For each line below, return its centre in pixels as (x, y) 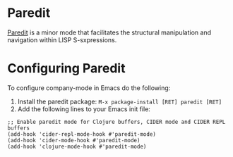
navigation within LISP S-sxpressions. (62, 39)
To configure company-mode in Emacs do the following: (89, 88)
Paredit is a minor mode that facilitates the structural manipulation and (109, 32)
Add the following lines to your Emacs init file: (84, 109)
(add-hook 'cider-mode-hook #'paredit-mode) (74, 140)
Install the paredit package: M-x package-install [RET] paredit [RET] (120, 101)
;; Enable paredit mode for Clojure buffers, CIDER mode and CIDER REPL (116, 122)
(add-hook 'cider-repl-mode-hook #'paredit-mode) (82, 134)
